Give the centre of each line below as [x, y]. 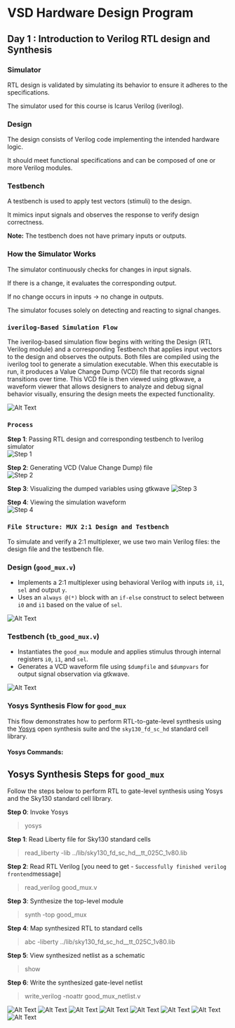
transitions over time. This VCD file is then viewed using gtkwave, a [105, 379]
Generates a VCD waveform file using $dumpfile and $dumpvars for [113, 667]
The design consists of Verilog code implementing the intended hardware [113, 140]
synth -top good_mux [55, 914]
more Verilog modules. [40, 168]
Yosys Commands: [35, 752]
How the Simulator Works [52, 254]
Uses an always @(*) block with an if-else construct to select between [121, 597]
